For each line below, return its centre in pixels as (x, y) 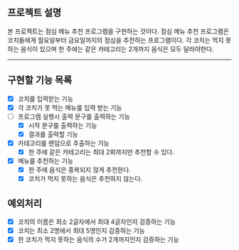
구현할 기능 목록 (40, 80)
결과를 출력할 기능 (53, 134)
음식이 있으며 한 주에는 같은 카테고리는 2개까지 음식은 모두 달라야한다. (117, 49)
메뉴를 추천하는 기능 (45, 161)
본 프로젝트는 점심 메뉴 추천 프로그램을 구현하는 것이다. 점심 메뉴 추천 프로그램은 (118, 31)
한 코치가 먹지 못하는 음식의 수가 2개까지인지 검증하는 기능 (98, 239)
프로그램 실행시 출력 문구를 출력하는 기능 (74, 116)
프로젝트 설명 (34, 13)
